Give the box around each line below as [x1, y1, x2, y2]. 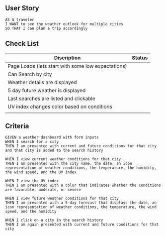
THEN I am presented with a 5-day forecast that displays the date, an [5, 200, 157, 206]
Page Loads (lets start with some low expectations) [7, 62, 128, 69]
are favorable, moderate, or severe [5, 187, 81, 192]
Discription [54, 54, 81, 61]
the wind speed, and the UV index [5, 170, 77, 175]
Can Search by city [7, 71, 52, 78]
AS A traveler [5, 17, 35, 22]
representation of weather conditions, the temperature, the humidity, [5, 165, 157, 171]
